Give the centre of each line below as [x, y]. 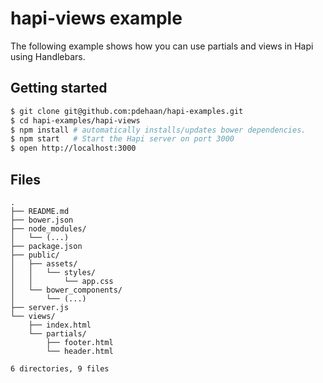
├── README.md [40, 211]
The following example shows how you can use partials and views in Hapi [162, 46]
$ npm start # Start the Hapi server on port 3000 [122, 139]
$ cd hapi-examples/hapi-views [75, 120]
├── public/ [35, 255]
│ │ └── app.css [62, 281]
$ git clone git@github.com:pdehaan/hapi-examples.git [127, 111]
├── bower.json [42, 220]
